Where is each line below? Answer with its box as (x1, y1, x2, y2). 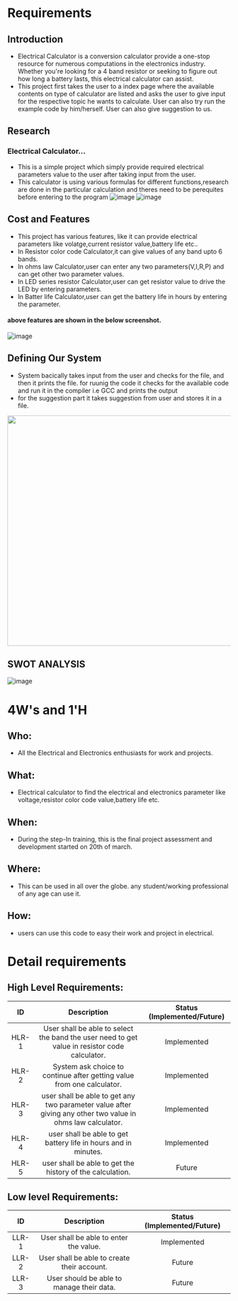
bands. (17, 254, 38, 263)
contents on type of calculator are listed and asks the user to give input (17, 90, 226, 98)
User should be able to (47, 1273, 123, 1283)
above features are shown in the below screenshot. (7, 316, 161, 325)
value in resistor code (52, 1041, 125, 1051)
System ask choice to (52, 1061, 124, 1071)
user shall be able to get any (41, 1091, 136, 1100)
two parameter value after (45, 1100, 132, 1110)
